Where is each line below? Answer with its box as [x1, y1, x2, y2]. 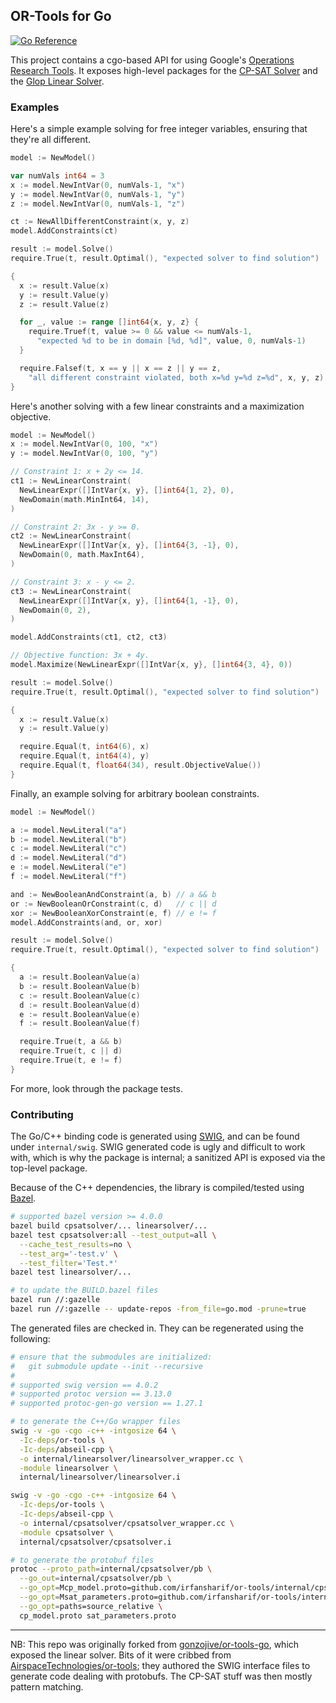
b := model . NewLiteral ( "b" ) [10, 834, 128, 844]
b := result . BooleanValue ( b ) [19, 981, 141, 991]
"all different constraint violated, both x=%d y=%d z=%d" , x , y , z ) [28, 372, 325, 383]
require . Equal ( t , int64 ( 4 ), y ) [19, 751, 150, 761]
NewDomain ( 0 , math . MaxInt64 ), [19, 550, 145, 560]
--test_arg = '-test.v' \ [19, 1249, 118, 1259]
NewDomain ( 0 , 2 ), [19, 605, 92, 615]
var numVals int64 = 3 [10, 170, 105, 181]
